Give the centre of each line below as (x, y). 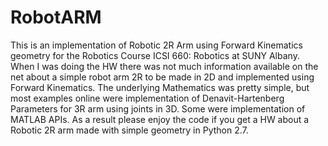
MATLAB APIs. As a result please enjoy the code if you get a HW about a (160, 119)
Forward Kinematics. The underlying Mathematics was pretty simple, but (160, 87)
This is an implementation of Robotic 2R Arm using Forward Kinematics (156, 45)
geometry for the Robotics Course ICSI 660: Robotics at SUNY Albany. (155, 55)
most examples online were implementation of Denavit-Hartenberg (147, 98)
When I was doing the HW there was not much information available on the (164, 66)
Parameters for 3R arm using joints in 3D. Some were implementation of (158, 108)
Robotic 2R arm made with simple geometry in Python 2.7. (129, 130)
